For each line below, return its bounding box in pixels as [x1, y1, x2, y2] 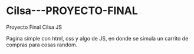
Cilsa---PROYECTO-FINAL [6, 4, 139, 18]
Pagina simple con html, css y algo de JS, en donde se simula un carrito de [6, 35, 189, 42]
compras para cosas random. [6, 41, 78, 48]
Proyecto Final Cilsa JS [6, 23, 62, 31]
